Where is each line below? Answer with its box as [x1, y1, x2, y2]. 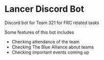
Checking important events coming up [11, 49, 89, 55]
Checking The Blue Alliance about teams [11, 44, 94, 50]
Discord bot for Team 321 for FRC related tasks [4, 20, 100, 26]
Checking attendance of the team [11, 38, 79, 45]
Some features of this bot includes [4, 29, 75, 35]
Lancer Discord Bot [4, 3, 84, 15]
